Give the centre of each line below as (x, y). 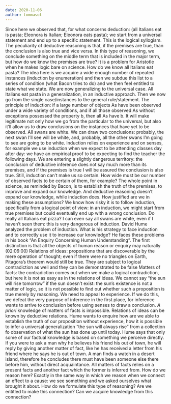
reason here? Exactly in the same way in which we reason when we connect (85, 375)
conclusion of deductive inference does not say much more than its (76, 164)
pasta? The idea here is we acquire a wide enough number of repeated (80, 72)
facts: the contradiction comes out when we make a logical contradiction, (82, 272)
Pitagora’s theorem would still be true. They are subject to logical (73, 262)
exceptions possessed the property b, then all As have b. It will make (77, 116)
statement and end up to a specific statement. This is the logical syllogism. (83, 40)
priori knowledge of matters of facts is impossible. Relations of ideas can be (85, 310)
